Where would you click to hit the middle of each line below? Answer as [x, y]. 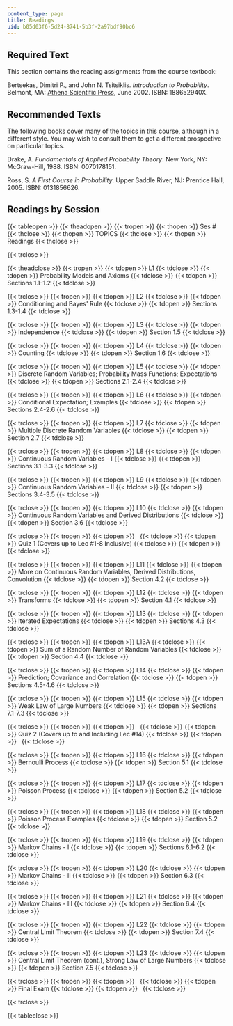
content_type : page [35, 14]
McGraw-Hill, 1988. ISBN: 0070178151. [62, 167]
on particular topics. [36, 146]
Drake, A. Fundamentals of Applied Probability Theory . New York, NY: [107, 159]
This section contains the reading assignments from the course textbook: [112, 72]
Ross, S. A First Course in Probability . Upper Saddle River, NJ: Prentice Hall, [116, 180]
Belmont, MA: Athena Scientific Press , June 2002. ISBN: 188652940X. [108, 93]
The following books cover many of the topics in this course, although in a [113, 131]
